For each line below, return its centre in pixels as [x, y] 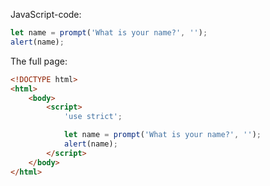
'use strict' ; [93, 117]
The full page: [39, 61]
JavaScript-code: [46, 14]
